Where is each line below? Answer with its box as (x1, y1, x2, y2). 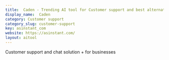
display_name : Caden (5, 12, 51, 17)
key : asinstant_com (5, 26, 46, 31)
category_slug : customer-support (5, 21, 75, 26)
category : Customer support (5, 16, 64, 21)
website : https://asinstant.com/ (5, 30, 75, 35)
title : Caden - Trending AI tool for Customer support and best (5, 7, 145, 12)
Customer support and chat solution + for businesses (5, 48, 116, 55)
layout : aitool (5, 35, 37, 40)
